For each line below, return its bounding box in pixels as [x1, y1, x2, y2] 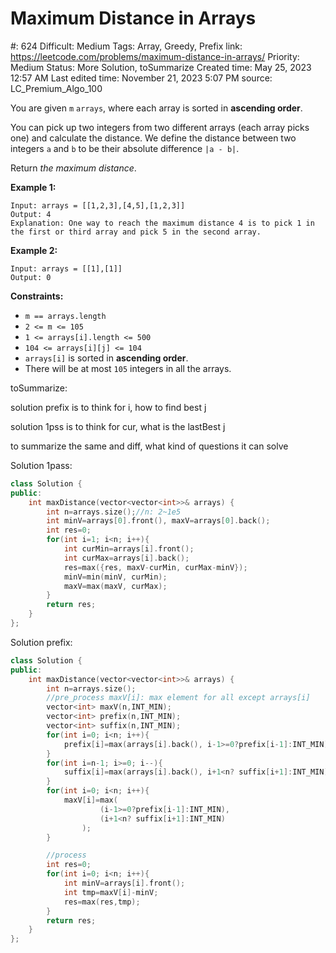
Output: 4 [10, 209, 52, 219]
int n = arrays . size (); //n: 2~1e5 [46, 507, 182, 517]
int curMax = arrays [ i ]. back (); [63, 553, 190, 563]
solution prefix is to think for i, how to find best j [10, 401, 207, 413]
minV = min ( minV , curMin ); [63, 572, 168, 582]
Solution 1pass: [10, 459, 73, 471]
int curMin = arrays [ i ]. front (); [63, 544, 195, 554]
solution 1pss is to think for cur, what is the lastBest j [10, 420, 226, 432]
